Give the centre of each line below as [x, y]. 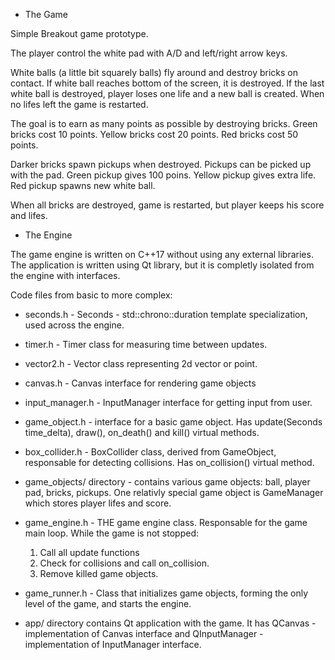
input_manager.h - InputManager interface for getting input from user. [168, 402]
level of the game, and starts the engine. [108, 603]
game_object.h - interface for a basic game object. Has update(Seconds [173, 422]
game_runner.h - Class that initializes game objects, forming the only [166, 593]
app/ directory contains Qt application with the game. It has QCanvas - [170, 623]
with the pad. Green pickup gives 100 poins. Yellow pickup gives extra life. [163, 175]
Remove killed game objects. [99, 573]
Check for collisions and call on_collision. [124, 563]
